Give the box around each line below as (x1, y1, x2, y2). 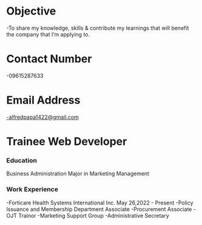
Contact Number (6, 52, 92, 66)
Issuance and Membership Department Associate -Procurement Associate (6, 205, 192, 213)
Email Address (6, 93, 81, 107)
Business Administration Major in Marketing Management (6, 170, 150, 177)
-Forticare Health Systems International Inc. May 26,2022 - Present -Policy (6, 199, 194, 206)
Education (6, 156, 38, 164)
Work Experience (6, 185, 59, 193)
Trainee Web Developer (6, 135, 127, 148)
